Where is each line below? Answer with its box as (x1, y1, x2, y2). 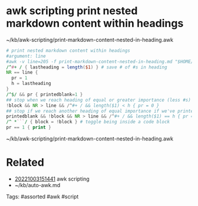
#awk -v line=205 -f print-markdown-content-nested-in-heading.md (6, 58, 173, 64)
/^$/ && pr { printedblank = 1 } (6, 91, 83, 97)
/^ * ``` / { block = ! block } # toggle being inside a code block (6, 119, 170, 125)
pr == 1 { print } (6, 125, 51, 130)
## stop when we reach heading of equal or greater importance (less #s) (6, 97, 192, 103)
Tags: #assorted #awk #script (6, 193, 79, 200)
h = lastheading (11, 81, 51, 87)
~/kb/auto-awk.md (14, 182, 61, 188)
